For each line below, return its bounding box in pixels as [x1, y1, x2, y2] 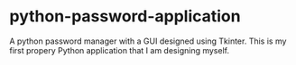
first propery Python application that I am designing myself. [9, 45, 230, 55]
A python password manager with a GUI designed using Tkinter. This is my [9, 36, 287, 46]
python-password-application [9, 6, 241, 27]
